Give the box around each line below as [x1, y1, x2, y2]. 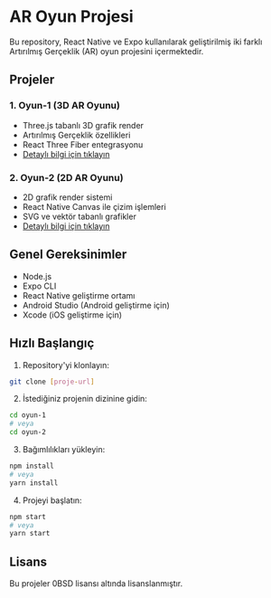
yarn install [9, 478, 59, 488]
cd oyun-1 [9, 411, 47, 420]
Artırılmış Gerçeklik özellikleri [22, 129, 131, 140]
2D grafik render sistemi [22, 192, 113, 203]
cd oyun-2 [9, 428, 47, 437]
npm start [9, 512, 47, 521]
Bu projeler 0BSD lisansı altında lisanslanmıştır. [9, 578, 183, 589]
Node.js [22, 271, 52, 281]
